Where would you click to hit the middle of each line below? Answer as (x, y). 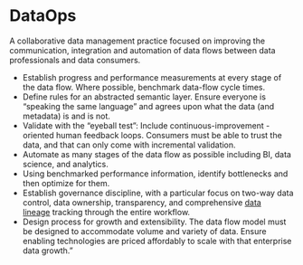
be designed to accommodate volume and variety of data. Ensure (144, 231)
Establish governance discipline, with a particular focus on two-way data (158, 193)
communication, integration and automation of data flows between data (142, 50)
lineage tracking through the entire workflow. (106, 212)
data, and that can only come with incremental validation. (129, 145)
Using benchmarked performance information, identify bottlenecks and (155, 174)
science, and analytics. (65, 164)
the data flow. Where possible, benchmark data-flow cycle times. (143, 87)
